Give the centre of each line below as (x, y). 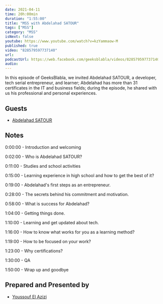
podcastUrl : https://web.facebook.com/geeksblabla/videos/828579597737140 (82, 59)
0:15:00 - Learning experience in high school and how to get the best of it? (80, 175)
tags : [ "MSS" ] (19, 28)
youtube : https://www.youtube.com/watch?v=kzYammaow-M (62, 41)
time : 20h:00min (21, 14)
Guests (16, 108)
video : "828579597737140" (31, 50)
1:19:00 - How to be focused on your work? (48, 241)
